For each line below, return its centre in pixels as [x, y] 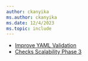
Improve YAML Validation [45, 45]
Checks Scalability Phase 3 [48, 52]
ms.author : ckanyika [32, 17]
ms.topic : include [29, 28]
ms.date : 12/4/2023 [30, 23]
